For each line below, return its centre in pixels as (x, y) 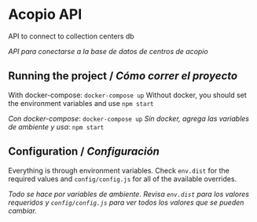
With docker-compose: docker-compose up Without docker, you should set (128, 95)
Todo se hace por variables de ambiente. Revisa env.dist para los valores (129, 194)
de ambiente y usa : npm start (56, 126)
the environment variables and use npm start (81, 103)
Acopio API (45, 15)
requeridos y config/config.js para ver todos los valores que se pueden (126, 202)
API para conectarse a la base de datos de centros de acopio (108, 51)
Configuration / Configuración (84, 152)
